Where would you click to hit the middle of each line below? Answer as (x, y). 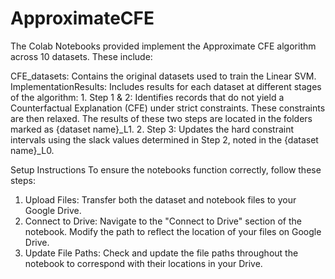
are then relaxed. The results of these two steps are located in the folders (161, 118)
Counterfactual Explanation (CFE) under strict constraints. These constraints (168, 108)
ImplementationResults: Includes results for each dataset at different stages (166, 86)
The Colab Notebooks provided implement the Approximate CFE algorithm (163, 46)
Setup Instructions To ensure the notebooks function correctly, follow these (166, 169)
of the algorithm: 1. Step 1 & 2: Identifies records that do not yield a (147, 97)
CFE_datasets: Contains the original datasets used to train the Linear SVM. (163, 76)
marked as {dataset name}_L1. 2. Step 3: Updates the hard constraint (152, 129)
